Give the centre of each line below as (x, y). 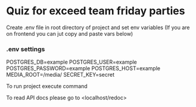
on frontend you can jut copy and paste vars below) (70, 33)
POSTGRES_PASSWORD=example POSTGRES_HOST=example (83, 68)
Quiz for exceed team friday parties (96, 11)
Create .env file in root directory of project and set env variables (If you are (98, 27)
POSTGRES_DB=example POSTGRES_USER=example (71, 62)
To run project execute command (47, 86)
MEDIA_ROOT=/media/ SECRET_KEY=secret (60, 75)
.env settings (26, 49)
